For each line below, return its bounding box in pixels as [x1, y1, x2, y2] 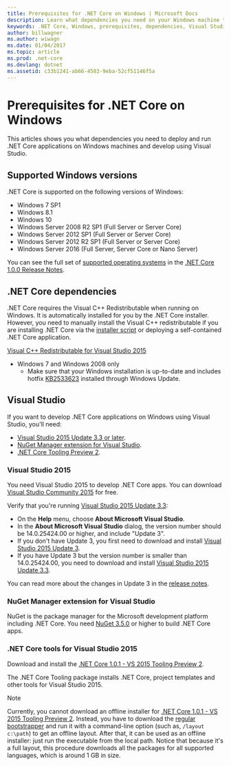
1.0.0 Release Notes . [7, 266, 65, 274]
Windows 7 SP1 [16, 201, 61, 209]
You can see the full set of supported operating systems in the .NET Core [7, 258, 214, 267]
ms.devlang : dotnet [7, 61, 63, 68]
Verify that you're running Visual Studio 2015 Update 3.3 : [7, 501, 168, 510]
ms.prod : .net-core [7, 55, 63, 62]
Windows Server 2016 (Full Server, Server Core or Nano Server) [16, 245, 198, 253]
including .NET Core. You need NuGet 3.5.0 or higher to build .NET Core [7, 619, 211, 628]
